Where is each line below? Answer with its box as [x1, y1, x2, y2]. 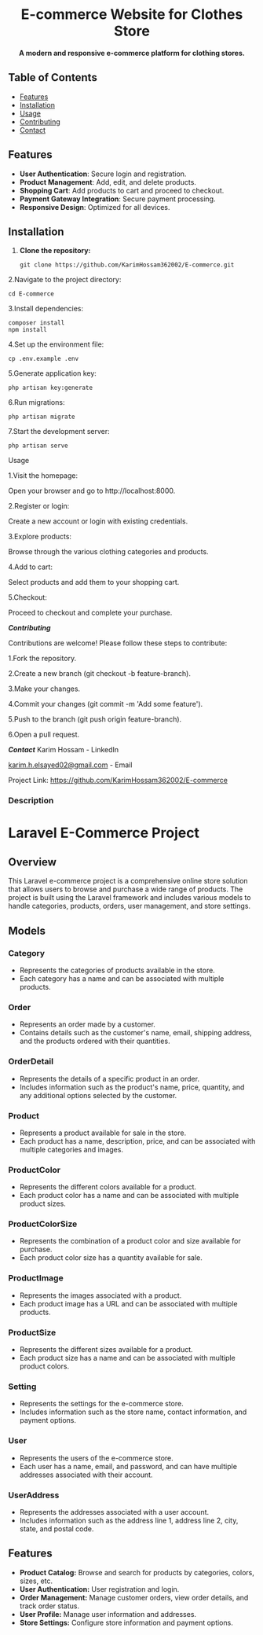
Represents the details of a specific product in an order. [19, 1074, 200, 1083]
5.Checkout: [8, 593, 47, 602]
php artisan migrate [8, 413, 76, 421]
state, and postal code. [19, 1523, 94, 1534]
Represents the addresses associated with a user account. [19, 1507, 210, 1516]
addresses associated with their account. [19, 1470, 153, 1479]
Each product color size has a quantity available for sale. [19, 1253, 203, 1262]
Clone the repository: [19, 246, 91, 255]
